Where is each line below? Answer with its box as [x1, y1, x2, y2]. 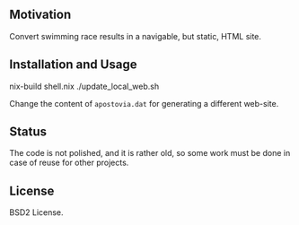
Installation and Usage [9, 57, 137, 73]
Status [9, 125, 48, 140]
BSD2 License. [9, 207, 65, 218]
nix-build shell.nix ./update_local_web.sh [9, 81, 160, 91]
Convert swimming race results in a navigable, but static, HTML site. [9, 30, 262, 41]
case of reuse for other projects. [9, 157, 129, 169]
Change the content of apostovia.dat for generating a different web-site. [9, 98, 279, 108]
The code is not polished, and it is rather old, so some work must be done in [9, 148, 291, 159]
